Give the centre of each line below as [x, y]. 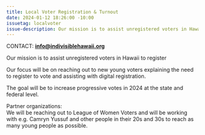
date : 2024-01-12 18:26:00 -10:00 [50, 18]
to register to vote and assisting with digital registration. [76, 76]
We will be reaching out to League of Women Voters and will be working [97, 112]
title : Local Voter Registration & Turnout [63, 12]
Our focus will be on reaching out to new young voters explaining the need [100, 70]
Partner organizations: [34, 106]
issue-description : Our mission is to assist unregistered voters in [97, 29]
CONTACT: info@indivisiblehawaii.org [56, 46]
